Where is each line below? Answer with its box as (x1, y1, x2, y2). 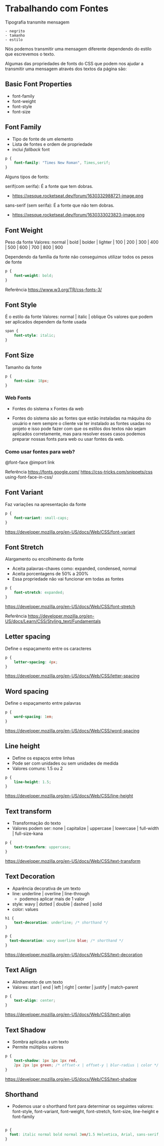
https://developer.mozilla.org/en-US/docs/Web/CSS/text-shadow (5, 1076, 137, 1082)
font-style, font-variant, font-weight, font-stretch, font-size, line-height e (12, 1109, 159, 1115)
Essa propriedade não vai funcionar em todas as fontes (12, 576, 124, 582)
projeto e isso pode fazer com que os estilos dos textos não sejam (12, 426, 146, 431)
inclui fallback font (12, 146, 50, 152)
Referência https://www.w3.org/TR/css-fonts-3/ (5, 287, 102, 293)
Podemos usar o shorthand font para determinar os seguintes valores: (12, 1103, 154, 1109)
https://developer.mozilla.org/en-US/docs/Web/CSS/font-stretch (5, 603, 136, 609)
